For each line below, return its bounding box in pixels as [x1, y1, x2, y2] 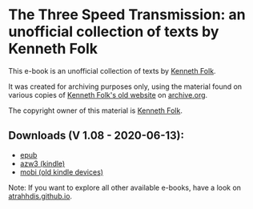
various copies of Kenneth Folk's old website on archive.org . [8, 90, 208, 99]
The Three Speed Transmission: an [8, 6, 246, 24]
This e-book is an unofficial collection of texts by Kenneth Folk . [8, 66, 216, 75]
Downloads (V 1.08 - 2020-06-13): [8, 129, 185, 143]
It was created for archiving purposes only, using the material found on [8, 82, 243, 91]
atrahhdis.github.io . [8, 191, 73, 201]
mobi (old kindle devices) [19, 167, 104, 177]
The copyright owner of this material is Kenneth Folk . [8, 106, 183, 115]
